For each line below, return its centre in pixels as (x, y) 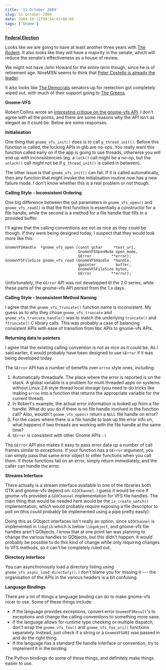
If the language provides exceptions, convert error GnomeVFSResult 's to (84, 611)
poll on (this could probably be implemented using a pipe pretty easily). (78, 512)
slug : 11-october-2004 (28, 14)
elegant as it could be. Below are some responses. (56, 123)
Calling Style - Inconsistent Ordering (43, 193)
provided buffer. (21, 218)
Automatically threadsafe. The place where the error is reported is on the (86, 377)
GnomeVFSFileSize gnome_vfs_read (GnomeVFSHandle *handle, (68, 261)
